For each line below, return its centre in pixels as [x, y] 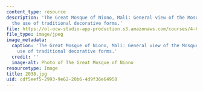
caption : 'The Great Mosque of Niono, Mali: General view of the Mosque [105, 46]
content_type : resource [36, 12]
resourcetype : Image [32, 68]
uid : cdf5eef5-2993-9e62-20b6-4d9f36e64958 [62, 79]
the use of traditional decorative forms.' [67, 23]
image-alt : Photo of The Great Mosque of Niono [73, 62]
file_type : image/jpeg [35, 34]
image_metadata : [27, 40]
